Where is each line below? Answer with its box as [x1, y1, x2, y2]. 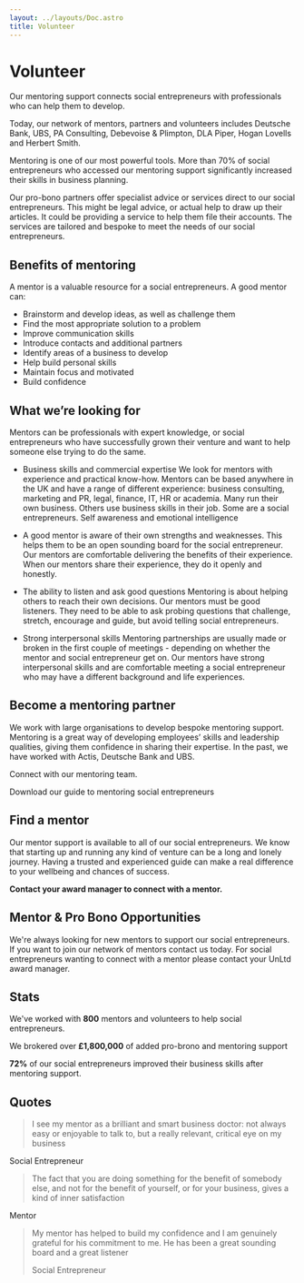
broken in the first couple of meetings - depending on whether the [22, 642, 270, 653]
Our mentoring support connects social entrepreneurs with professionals [9, 91, 282, 102]
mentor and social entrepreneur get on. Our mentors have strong [22, 652, 265, 663]
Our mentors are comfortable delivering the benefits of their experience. [22, 550, 293, 561]
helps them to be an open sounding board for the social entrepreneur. [22, 540, 284, 551]
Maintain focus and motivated [22, 367, 134, 378]
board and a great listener [31, 1248, 129, 1258]
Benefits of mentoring [9, 257, 136, 273]
